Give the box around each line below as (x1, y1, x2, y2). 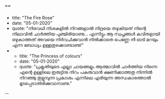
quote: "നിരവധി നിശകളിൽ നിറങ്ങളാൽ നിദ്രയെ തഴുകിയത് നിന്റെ (11, 25, 146, 31)
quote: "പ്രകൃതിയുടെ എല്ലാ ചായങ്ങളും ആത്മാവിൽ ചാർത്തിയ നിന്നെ (19, 63, 158, 69)
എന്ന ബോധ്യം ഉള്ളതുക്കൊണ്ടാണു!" (11, 42, 84, 48)
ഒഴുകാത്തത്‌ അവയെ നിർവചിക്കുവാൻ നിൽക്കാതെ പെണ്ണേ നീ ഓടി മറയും (11, 36, 159, 42)
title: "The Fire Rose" (11, 14, 55, 20)
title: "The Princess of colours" (19, 53, 82, 59)
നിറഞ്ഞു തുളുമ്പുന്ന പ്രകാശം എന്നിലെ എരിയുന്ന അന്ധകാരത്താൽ (19, 75, 151, 81)
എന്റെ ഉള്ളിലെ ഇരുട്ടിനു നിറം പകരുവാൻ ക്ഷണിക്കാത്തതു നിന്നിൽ (19, 69, 153, 75)
